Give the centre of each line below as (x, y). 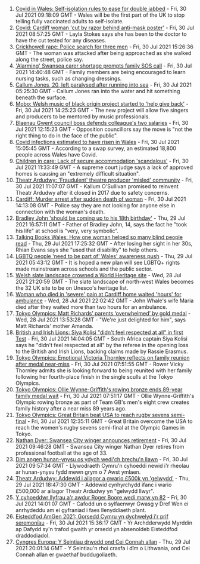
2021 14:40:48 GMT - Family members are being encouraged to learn (101, 72)
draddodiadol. (32, 535)
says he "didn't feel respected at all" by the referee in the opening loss (102, 345)
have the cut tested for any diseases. (61, 40)
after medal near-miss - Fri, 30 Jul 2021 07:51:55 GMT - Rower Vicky (99, 364)
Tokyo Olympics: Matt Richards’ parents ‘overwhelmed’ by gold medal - (103, 313)
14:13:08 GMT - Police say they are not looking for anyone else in (95, 205)
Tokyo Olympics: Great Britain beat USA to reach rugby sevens (92, 415)
